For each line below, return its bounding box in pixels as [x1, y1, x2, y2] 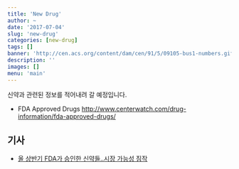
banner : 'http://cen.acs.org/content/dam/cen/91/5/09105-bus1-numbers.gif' [7, 50, 237, 58]
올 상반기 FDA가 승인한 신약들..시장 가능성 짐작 [17, 154, 148, 163]
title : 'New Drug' [7, 10, 62, 18]
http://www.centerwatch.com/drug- [81, 104, 186, 113]
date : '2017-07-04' [7, 23, 65, 31]
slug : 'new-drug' [7, 30, 59, 38]
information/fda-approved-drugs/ [17, 111, 116, 121]
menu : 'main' [7, 70, 46, 77]
